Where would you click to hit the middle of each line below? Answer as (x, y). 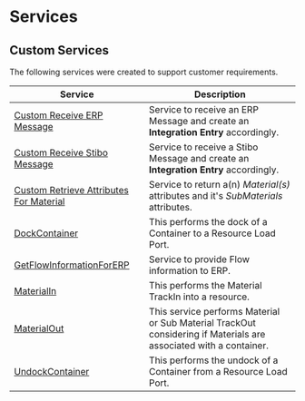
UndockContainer (52, 372)
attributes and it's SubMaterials (216, 196)
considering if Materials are (207, 334)
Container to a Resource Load (212, 233)
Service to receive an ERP (203, 109)
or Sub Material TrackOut (202, 323)
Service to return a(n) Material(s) (219, 185)
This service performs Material (214, 312)
